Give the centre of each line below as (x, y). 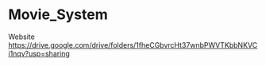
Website (22, 37)
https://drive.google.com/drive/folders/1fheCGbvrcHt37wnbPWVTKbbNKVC (133, 45)
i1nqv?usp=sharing (39, 53)
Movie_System (58, 15)
